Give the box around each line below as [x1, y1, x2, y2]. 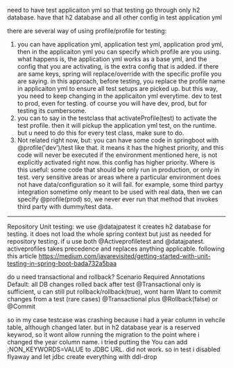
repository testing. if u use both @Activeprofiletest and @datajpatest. [7, 237, 205, 245]
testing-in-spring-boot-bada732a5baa [7, 260, 117, 267]
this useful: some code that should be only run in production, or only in [17, 166, 220, 174]
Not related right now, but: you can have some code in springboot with [17, 136, 219, 144]
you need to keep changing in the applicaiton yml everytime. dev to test [17, 92, 222, 100]
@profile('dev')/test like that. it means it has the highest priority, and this [17, 144, 224, 151]
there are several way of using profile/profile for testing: [7, 27, 167, 35]
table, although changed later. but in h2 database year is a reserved [7, 323, 201, 331]
